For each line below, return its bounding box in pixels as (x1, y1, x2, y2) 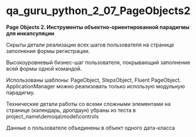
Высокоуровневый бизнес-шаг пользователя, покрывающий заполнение (6, 59, 190, 66)
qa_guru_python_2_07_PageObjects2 (6, 4, 191, 18)
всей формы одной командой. (6, 65, 82, 72)
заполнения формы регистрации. (6, 47, 90, 54)
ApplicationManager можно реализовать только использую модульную (6, 82, 185, 89)
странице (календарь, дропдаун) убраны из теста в (6, 106, 137, 113)
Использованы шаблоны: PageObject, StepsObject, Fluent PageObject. (6, 76, 181, 83)
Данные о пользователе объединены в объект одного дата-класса (6, 124, 175, 131)
